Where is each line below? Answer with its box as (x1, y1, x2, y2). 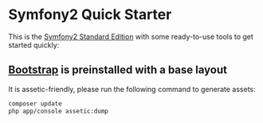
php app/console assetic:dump (8, 107, 109, 115)
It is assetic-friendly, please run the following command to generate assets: (8, 84, 257, 94)
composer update (8, 99, 62, 108)
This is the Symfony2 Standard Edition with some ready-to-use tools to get (8, 32, 253, 41)
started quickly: (8, 40, 60, 49)
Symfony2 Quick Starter (8, 6, 172, 24)
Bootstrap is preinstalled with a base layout (8, 63, 227, 77)
